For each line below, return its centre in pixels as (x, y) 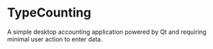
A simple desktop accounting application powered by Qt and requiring (107, 32)
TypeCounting (49, 13)
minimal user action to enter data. (55, 39)
